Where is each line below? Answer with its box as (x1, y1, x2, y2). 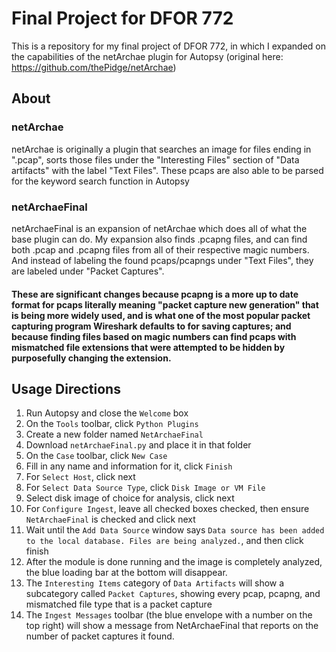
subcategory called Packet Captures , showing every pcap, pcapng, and (25, 588, 321, 600)
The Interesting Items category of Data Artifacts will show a (25, 577, 285, 589)
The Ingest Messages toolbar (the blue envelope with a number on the (25, 609, 313, 621)
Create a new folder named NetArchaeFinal (25, 428, 204, 441)
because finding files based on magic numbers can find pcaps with (11, 330, 297, 342)
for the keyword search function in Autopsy (11, 175, 190, 187)
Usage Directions (11, 380, 121, 397)
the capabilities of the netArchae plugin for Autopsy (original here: (11, 50, 284, 62)
